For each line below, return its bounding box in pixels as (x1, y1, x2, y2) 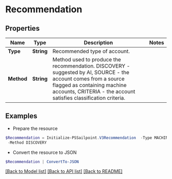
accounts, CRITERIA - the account (52, 88, 136, 95)
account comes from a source (52, 75, 125, 82)
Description (83, 39, 113, 46)
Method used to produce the (52, 56, 121, 63)
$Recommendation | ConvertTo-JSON (5, 159, 79, 164)
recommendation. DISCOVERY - (52, 62, 131, 70)
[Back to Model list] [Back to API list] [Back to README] (5, 168, 123, 174)
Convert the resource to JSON (12, 149, 77, 155)
